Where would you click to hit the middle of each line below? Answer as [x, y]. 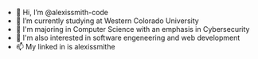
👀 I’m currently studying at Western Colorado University [107, 21]
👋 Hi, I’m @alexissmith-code [62, 12]
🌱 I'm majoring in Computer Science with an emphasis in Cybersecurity [133, 29]
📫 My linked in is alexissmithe [65, 47]
